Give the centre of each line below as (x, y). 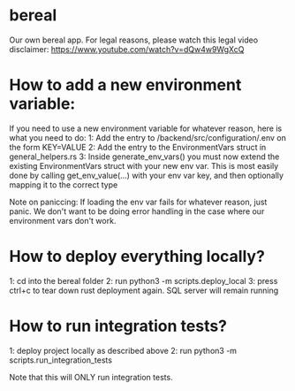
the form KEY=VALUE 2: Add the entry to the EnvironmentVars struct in (138, 147)
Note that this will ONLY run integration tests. (91, 377)
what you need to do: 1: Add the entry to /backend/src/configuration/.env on (148, 137)
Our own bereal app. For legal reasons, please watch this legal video (134, 40)
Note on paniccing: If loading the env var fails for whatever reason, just (138, 202)
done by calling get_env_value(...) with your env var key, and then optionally (147, 175)
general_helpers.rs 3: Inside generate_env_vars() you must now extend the (144, 157)
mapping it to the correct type (64, 184)
